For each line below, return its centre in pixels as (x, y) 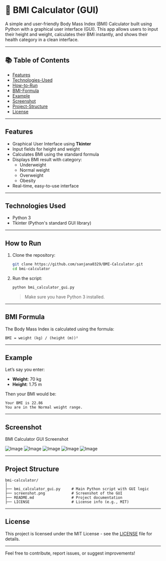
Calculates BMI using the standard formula (56, 154)
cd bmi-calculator (31, 269)
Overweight (31, 175)
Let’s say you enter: (25, 370)
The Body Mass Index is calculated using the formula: (60, 329)
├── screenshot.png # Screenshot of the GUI (64, 493)
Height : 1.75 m (27, 384)
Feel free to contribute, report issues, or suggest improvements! (70, 553)
